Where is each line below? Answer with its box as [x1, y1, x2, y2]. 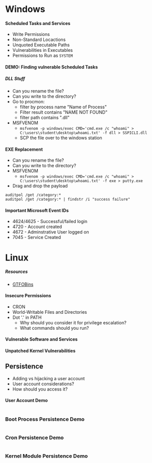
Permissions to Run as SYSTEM [12, 52, 73, 58]
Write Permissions [12, 31, 50, 37]
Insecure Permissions [5, 293, 51, 299]
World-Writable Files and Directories [12, 309, 87, 315]
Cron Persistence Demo [5, 434, 64, 441]
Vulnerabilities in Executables [12, 47, 73, 53]
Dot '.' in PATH [12, 314, 42, 320]
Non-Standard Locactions [12, 36, 66, 43]
